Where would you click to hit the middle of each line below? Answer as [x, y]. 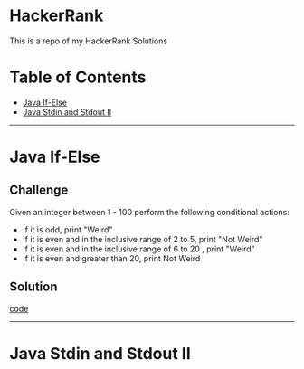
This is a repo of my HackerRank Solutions [89, 41]
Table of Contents [78, 77]
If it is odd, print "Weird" [67, 229]
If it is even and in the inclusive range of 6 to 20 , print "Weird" [138, 249]
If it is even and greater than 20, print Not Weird [111, 258]
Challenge [39, 190]
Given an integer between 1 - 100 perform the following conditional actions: [149, 212]
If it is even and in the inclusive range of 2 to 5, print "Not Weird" [142, 239]
